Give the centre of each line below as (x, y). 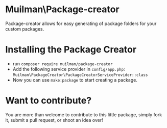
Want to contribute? (49, 101)
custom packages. (25, 29)
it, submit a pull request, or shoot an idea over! (54, 120)
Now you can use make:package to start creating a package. (75, 80)
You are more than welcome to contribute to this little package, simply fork (84, 114)
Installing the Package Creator (71, 50)
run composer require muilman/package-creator (63, 63)
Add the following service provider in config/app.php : (69, 69)
